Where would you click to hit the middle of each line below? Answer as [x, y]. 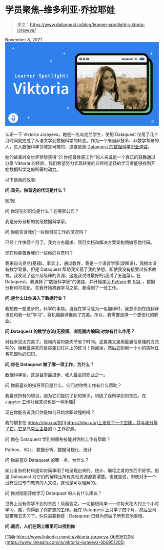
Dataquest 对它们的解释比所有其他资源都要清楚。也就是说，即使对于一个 [83, 476]
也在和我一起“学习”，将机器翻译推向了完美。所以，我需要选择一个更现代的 [80, 314]
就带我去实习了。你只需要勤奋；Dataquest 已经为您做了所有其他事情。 [76, 516]
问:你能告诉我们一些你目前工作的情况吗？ [46, 232]
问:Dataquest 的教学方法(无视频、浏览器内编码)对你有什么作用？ [70, 331]
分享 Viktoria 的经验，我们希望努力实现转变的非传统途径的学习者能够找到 [78, 163]
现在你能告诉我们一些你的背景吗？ [39, 253]
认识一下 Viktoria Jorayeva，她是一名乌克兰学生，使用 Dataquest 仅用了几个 [82, 134]
